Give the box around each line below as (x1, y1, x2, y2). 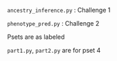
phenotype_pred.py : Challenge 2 (7, 19, 100, 27)
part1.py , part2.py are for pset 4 (7, 46, 101, 54)
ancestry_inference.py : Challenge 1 (7, 6, 111, 14)
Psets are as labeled (7, 33, 65, 41)
